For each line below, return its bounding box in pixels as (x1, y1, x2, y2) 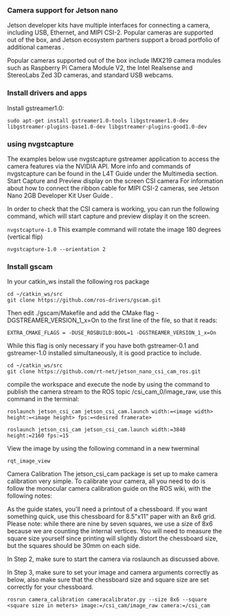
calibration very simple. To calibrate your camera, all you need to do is (7, 477, 206, 485)
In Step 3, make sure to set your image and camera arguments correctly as (7, 569, 218, 577)
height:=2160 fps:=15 (7, 432, 69, 439)
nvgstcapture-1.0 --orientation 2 (7, 246, 106, 253)
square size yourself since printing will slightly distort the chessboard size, (7, 534, 218, 542)
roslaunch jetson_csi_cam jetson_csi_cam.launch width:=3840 (7, 426, 186, 434)
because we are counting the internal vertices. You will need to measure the (7, 527, 222, 535)
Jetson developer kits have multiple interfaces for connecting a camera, (7, 21, 211, 30)
